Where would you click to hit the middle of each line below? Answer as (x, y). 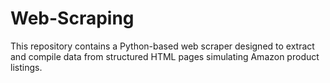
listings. (26, 67)
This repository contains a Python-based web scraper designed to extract (162, 46)
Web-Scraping (72, 18)
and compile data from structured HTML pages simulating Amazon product (165, 56)
